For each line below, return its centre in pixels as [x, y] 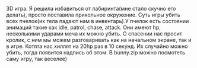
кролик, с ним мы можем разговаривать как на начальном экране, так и [99, 40]
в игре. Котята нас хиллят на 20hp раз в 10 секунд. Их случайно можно [97, 46]
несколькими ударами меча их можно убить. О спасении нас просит [94, 34]
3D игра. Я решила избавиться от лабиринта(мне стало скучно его [91, 9]
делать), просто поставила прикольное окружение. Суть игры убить [93, 15]
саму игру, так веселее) [36, 59]
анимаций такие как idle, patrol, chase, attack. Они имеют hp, [84, 27]
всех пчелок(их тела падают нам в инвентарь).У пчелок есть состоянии [98, 21]
